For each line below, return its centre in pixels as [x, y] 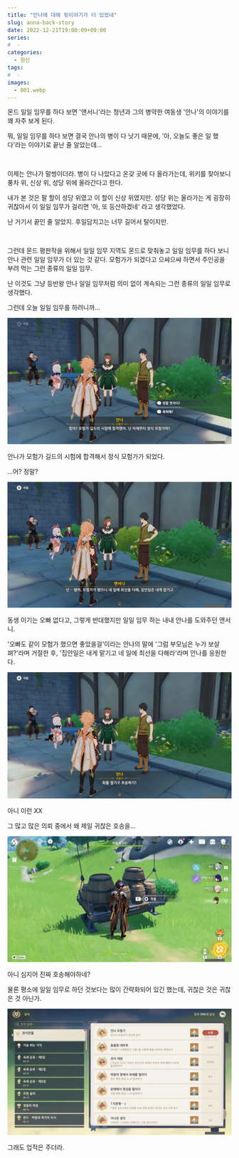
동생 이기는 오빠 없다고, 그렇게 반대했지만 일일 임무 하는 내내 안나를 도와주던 [113, 620]
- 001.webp [30, 90]
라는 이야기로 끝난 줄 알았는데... [59, 145]
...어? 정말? [23, 471]
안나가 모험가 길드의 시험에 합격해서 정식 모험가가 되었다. [86, 456]
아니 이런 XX [25, 810]
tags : [15, 68]
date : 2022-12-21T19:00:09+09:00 [57, 30]
